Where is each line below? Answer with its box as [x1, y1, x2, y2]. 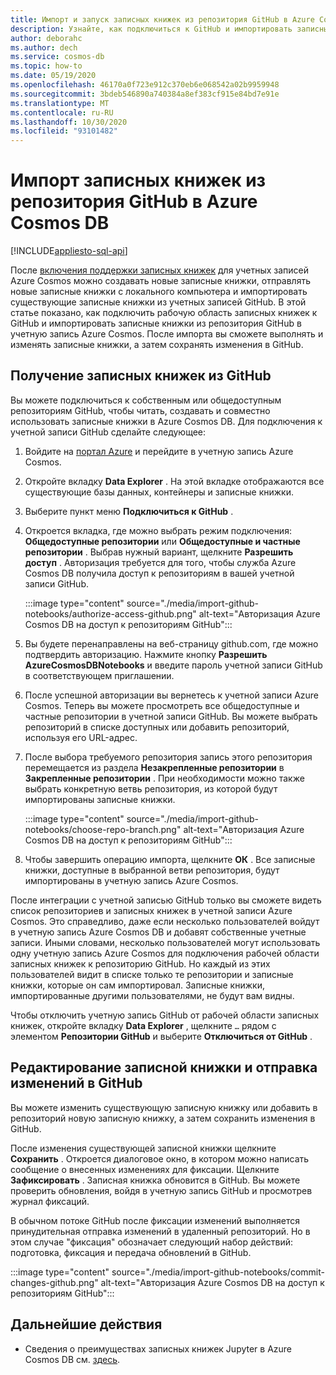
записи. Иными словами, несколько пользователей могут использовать [10, 936, 321, 948]
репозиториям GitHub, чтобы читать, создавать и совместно [10, 404, 271, 416]
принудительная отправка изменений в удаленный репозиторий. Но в [10, 1225, 311, 1237]
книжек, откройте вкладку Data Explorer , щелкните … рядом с [10, 1019, 277, 1031]
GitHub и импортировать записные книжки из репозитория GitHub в [10, 317, 302, 330]
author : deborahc [10, 33, 83, 43]
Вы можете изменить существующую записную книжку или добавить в [10, 1101, 318, 1113]
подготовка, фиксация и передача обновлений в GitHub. [10, 1246, 252, 1258]
